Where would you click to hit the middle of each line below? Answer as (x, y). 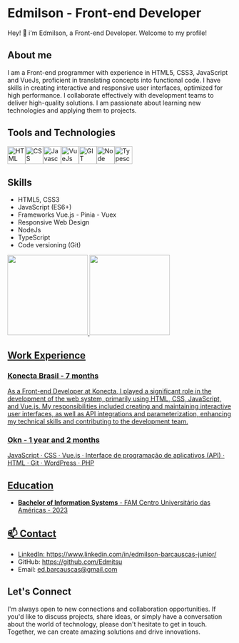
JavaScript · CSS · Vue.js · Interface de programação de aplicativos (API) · (116, 456)
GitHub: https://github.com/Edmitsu (70, 562)
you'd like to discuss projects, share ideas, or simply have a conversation (115, 616)
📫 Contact (32, 534)
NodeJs (29, 230)
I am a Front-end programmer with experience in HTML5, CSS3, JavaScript (118, 72)
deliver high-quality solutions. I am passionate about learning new (104, 103)
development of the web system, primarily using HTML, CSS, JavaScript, (115, 399)
